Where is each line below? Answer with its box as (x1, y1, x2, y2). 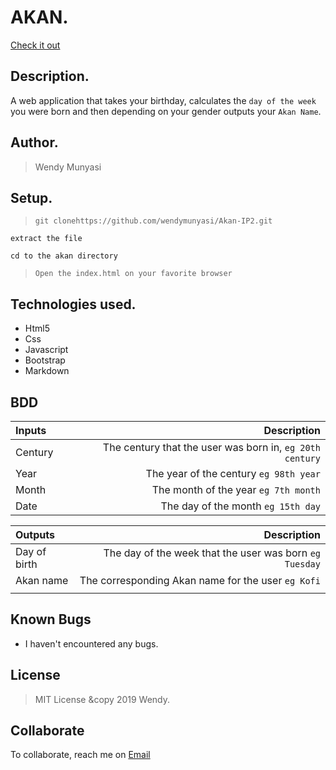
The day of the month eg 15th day (160, 499, 321, 513)
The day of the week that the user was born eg (103, 546, 321, 560)
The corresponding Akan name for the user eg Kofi (79, 574, 321, 587)
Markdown (24, 365, 70, 377)
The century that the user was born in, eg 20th (102, 441, 321, 454)
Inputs (15, 424, 47, 437)
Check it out (10, 39, 61, 51)
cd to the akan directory (10, 251, 118, 261)
